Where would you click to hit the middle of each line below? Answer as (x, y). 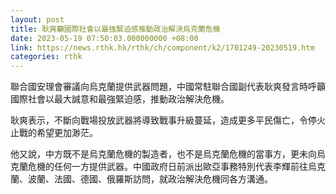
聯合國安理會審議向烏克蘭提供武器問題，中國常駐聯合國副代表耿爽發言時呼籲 (168, 87)
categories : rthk (46, 57)
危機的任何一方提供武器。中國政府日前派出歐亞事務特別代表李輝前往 (167, 167)
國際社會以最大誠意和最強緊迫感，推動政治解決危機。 (120, 99)
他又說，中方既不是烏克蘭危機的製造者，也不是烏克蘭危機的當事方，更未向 (163, 154)
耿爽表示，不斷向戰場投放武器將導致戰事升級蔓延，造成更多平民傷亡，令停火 (168, 120)
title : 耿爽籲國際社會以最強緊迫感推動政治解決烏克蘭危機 (115, 29)
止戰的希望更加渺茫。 (54, 133)
